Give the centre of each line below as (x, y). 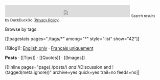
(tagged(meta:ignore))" (29, 72)
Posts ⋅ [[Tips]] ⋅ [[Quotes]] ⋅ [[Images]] (45, 58)
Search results (143, 16)
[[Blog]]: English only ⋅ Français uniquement (49, 48)
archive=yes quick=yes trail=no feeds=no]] (96, 72)
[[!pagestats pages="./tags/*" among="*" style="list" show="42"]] (72, 39)
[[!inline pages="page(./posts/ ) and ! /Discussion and (58, 67)
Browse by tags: (21, 29)
